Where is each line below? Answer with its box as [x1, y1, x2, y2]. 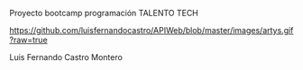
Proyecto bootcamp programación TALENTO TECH [9, 8, 198, 18]
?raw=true [9, 35, 48, 45]
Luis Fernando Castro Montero [9, 52, 124, 62]
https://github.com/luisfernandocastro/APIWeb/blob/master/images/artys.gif [9, 25, 294, 35]
